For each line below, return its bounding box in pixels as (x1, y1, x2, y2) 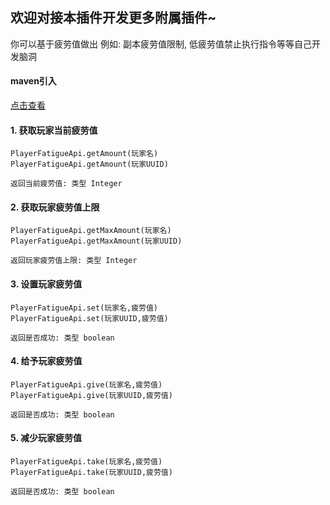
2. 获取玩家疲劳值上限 (10, 201, 100, 213)
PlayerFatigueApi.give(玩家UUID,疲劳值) (10, 390, 173, 400)
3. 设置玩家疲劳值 (10, 278, 83, 290)
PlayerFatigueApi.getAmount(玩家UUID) (10, 159, 169, 170)
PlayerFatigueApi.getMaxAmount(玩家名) (10, 226, 172, 236)
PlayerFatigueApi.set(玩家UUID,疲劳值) (10, 313, 169, 323)
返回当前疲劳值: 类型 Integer (10, 179, 123, 189)
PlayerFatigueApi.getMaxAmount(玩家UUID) (10, 236, 183, 247)
